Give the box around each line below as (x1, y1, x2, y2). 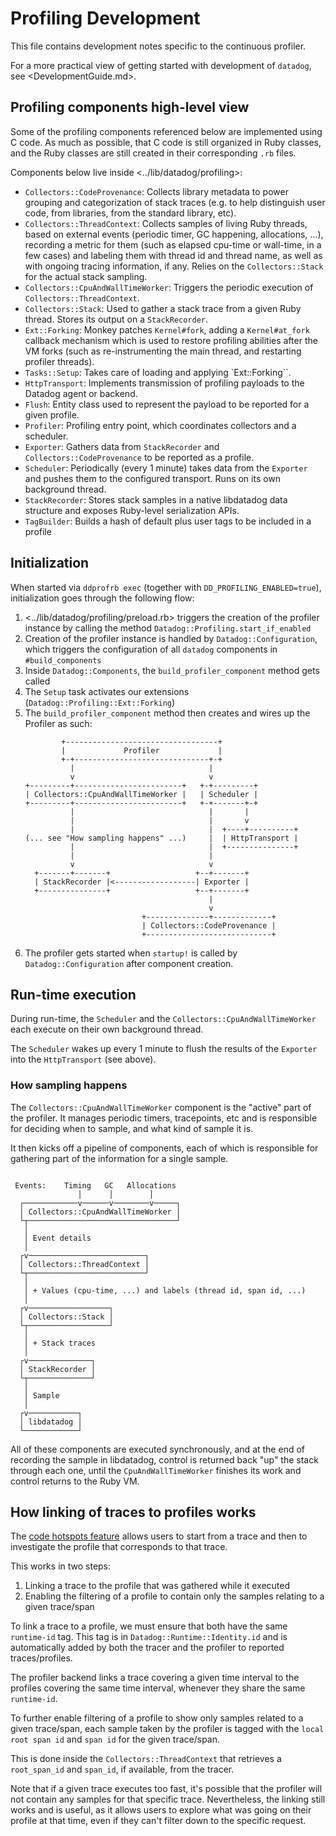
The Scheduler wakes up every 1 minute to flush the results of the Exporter (10, 1043, 318, 1055)
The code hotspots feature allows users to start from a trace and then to (10, 1530, 308, 1542)
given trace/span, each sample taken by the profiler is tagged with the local (10, 1723, 325, 1735)
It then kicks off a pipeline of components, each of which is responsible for (10, 1142, 319, 1154)
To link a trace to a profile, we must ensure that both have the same (10, 1620, 288, 1632)
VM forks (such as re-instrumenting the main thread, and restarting (24, 345, 302, 357)
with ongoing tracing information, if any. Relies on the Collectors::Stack (24, 260, 324, 272)
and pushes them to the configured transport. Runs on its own (24, 472, 282, 484)
